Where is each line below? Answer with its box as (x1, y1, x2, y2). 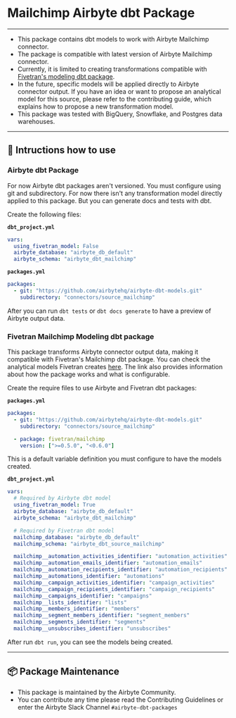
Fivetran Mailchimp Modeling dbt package (7, 331, 155, 341)
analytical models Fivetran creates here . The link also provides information (7, 363, 223, 371)
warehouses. (17, 117, 55, 125)
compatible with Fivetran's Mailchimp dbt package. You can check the (7, 355, 211, 364)
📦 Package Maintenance (7, 666, 119, 678)
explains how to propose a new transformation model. (17, 102, 174, 111)
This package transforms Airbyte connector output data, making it (7, 347, 199, 357)
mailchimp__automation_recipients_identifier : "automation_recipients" (13, 566, 228, 574)
